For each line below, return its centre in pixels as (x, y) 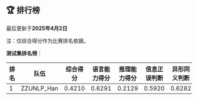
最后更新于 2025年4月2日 (37, 28)
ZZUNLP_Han (40, 88)
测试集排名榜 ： (24, 53)
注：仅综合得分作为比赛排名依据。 (47, 41)
